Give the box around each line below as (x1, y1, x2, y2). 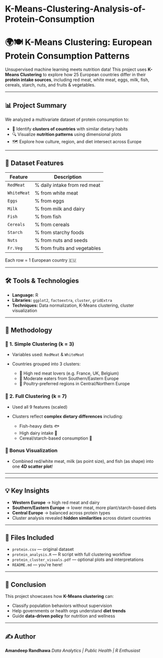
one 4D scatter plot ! (12, 463, 53, 469)
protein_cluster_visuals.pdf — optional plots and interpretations (12, 557, 144, 562)
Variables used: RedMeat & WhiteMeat (12, 352, 84, 358)
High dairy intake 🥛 (19, 430, 58, 436)
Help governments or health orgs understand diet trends (12, 608, 126, 614)
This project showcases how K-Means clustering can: (5, 593, 114, 599)
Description (54, 173, 81, 180)
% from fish (34, 213, 62, 220)
